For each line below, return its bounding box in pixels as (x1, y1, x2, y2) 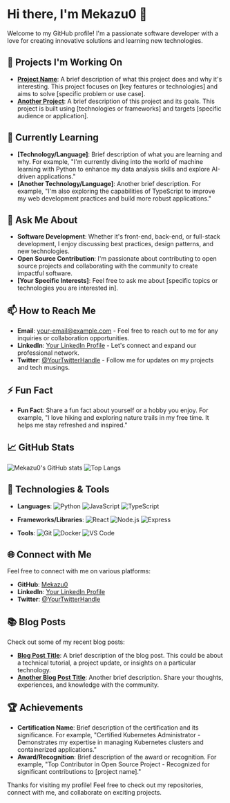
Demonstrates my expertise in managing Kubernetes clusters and (17, 738, 204, 746)
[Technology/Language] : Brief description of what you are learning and (17, 150, 222, 158)
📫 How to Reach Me (7, 304, 96, 317)
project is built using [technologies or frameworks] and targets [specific (17, 104, 222, 113)
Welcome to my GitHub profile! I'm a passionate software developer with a (7, 29, 219, 37)
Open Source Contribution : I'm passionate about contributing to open (17, 255, 218, 263)
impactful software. (17, 269, 73, 277)
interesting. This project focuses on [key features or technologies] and (17, 82, 218, 91)
